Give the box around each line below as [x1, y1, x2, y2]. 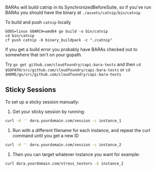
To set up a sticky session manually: [5, 98, 80, 104]
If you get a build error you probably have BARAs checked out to [5, 46, 138, 52]
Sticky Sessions [5, 85, 56, 94]
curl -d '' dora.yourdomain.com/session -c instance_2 [5, 142, 122, 147]
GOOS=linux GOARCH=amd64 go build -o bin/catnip [5, 29, 108, 34]
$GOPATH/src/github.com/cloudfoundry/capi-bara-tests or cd [5, 67, 131, 72]
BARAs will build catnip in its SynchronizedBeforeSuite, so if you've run [5, 4, 151, 10]
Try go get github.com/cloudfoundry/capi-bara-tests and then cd [5, 61, 141, 67]
